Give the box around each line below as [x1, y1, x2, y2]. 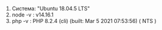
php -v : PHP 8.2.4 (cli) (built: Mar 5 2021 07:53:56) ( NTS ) [11, 18, 157, 24]
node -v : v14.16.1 [11, 11, 54, 18]
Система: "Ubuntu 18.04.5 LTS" [11, 5, 91, 12]
